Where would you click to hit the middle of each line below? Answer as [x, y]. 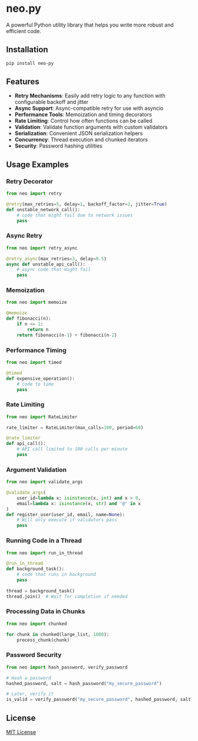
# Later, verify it [30, 694]
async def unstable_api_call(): [46, 264]
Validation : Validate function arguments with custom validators [91, 127]
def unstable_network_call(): [43, 209]
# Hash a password [29, 678]
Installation [27, 50]
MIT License [21, 732]
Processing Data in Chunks [46, 611]
